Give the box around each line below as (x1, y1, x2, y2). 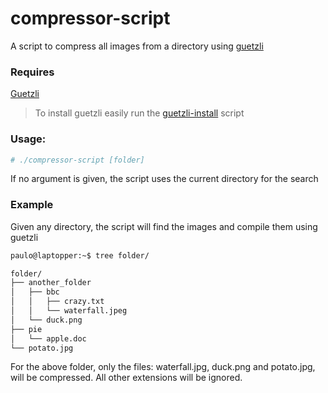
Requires (10, 65, 55, 79)
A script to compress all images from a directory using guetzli (10, 40, 264, 52)
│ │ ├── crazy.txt (10, 297, 105, 307)
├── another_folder (10, 278, 92, 288)
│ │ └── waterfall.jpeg (10, 306, 128, 316)
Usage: (10, 132, 47, 146)
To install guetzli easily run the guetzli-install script (34, 107, 245, 119)
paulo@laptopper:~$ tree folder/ (10, 250, 150, 261)
